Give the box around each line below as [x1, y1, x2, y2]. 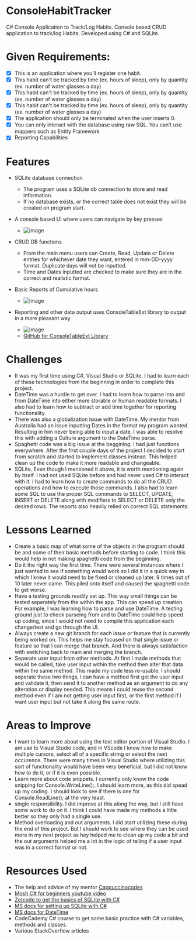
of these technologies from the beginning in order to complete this [14, 379, 174, 386]
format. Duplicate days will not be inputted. [23, 262, 127, 269]
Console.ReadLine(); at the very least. [14, 794, 106, 801]
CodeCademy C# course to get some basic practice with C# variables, [14, 915, 185, 921]
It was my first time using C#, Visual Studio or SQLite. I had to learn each [14, 372, 190, 379]
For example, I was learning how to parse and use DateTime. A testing [14, 605, 183, 612]
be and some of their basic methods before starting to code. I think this [14, 549, 185, 556]
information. [23, 192, 52, 199]
